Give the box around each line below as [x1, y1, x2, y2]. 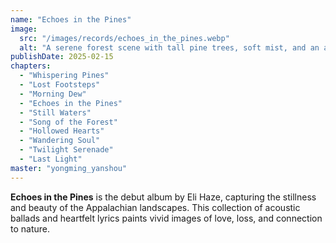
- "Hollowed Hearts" [19, 126, 105, 136]
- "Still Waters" [19, 107, 92, 118]
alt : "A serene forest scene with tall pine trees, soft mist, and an [19, 42, 320, 53]
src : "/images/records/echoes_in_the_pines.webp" [19, 33, 230, 43]
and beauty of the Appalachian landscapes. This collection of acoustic [10, 201, 301, 213]
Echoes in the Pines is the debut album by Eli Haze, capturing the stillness [10, 191, 317, 203]
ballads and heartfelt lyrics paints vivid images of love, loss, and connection [10, 212, 323, 224]
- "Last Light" [19, 154, 83, 164]
